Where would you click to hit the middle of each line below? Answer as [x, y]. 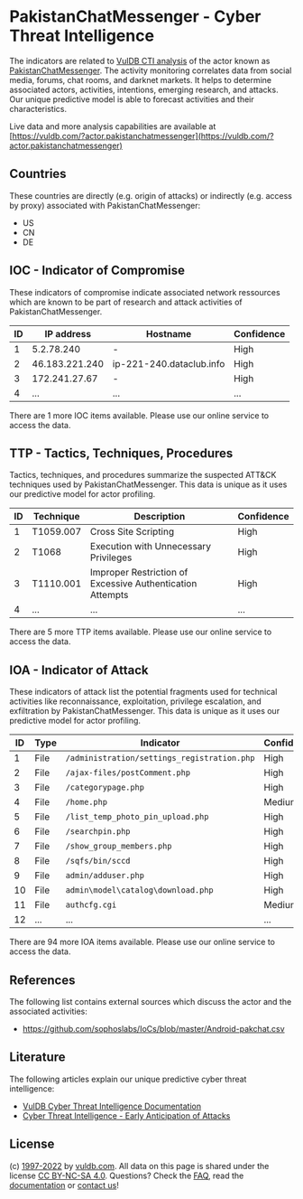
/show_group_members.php [119, 846]
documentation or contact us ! [64, 1185]
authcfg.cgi [91, 905]
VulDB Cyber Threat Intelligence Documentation [112, 1106]
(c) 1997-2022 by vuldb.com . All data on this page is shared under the [139, 1166]
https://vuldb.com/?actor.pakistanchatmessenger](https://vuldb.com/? [143, 136]
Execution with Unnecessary [151, 547]
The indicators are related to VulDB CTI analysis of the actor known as [140, 61]
